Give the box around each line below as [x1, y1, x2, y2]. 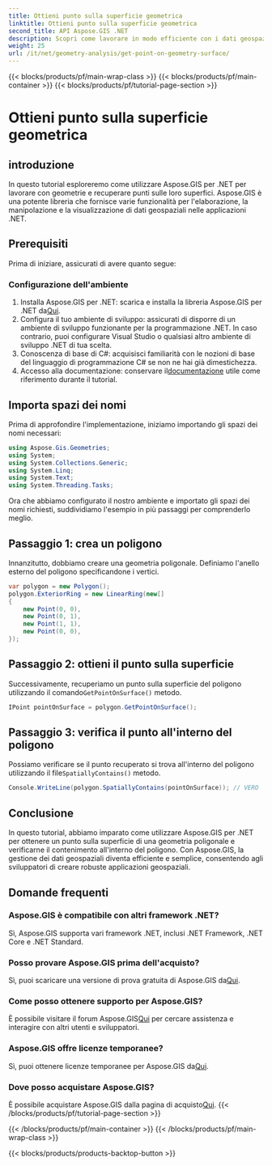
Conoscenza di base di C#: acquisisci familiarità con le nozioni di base [19, 349, 256, 358]
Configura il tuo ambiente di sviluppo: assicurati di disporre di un [19, 315, 236, 324]
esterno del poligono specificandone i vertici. [8, 566, 159, 576]
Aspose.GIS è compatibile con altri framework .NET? [8, 909, 219, 921]
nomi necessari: [8, 428, 62, 438]
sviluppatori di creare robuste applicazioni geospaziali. [8, 863, 191, 872]
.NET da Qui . [19, 306, 61, 316]
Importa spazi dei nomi [8, 398, 127, 412]
